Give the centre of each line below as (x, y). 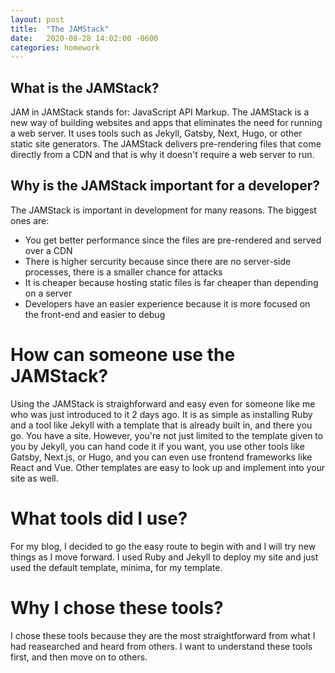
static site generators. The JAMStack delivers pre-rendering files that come (166, 144)
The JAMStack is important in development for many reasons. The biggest (163, 210)
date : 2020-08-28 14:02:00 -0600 (84, 38)
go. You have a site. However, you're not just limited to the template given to (167, 435)
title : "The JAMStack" (60, 29)
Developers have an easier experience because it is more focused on (167, 303)
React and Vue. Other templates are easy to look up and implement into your (168, 467)
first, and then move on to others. (79, 657)
